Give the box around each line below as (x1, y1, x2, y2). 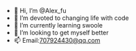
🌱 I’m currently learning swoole (13, 21, 103, 29)
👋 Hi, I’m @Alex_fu (13, 7, 67, 14)
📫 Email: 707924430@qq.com (13, 37, 101, 44)
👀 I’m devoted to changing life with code (13, 14, 130, 22)
